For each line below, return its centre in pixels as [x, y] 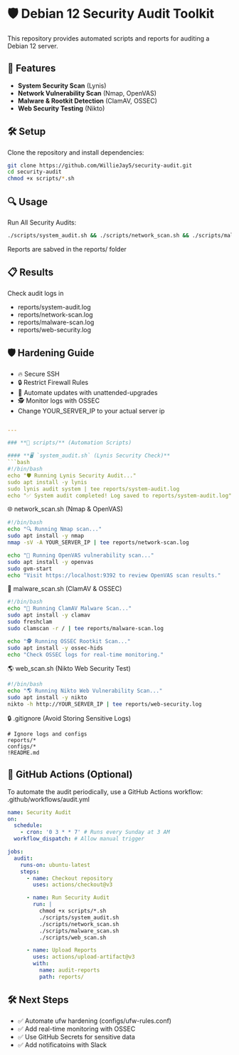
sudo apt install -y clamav [49, 615]
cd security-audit [34, 172]
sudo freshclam [30, 622]
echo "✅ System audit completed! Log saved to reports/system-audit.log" [120, 495]
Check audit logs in [36, 293]
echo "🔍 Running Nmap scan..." [54, 529]
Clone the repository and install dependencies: [76, 152]
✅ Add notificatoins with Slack [62, 1044]
